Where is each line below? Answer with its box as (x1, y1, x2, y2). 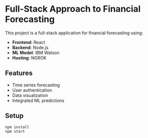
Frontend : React (12, 39, 45, 45)
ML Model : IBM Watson (12, 50, 60, 56)
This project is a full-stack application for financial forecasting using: (5, 30, 143, 36)
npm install (5, 124, 29, 130)
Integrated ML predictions (12, 98, 64, 103)
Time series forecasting (12, 82, 60, 88)
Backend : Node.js (12, 44, 49, 50)
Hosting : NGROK (12, 55, 47, 60)
